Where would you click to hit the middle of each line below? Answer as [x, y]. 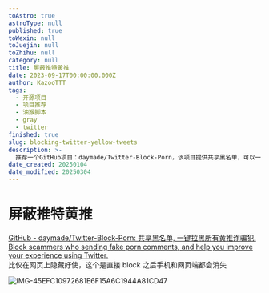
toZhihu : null [32, 53]
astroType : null [35, 23]
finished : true [34, 134]
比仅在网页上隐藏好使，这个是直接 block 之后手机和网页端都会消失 [117, 264]
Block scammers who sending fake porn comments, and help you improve [131, 247]
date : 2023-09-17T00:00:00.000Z [62, 75]
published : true [35, 30]
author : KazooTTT [37, 82]
